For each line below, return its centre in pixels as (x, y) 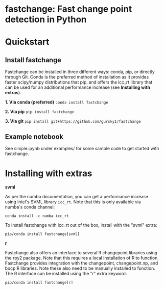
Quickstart (27, 42)
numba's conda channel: (30, 207)
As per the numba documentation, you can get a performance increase (77, 196)
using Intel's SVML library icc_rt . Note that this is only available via (73, 202)
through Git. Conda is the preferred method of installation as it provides (77, 77)
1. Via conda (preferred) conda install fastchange (57, 102)
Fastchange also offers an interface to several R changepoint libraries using (81, 252)
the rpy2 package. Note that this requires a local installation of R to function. (82, 258)
